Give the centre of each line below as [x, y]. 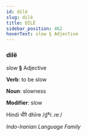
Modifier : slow [24, 103]
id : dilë [17, 12]
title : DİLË [21, 23]
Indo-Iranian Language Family [44, 127]
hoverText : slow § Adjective [42, 34]
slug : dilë [20, 17]
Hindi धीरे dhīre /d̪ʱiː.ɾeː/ [34, 115]
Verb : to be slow [27, 80]
